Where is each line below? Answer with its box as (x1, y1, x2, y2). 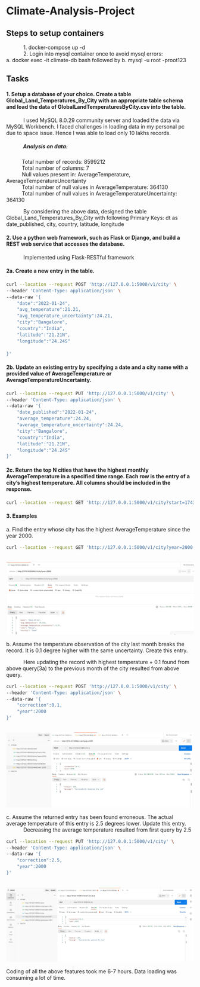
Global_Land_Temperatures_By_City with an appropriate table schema (6, 97, 183, 104)
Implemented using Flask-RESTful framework (23, 253, 135, 261)
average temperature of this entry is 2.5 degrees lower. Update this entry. (6, 820, 186, 827)
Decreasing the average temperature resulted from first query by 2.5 (23, 826, 192, 833)
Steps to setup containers (6, 28, 104, 38)
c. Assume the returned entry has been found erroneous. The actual (6, 813, 174, 820)
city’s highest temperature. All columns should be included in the (6, 479, 171, 486)
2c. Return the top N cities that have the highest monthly (6, 466, 149, 473)
